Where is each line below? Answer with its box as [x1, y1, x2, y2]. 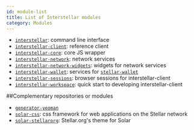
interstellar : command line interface [14, 37, 110, 44]
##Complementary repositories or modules [6, 92, 113, 99]
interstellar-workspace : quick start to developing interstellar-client [14, 81, 183, 88]
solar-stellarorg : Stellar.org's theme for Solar [14, 117, 131, 124]
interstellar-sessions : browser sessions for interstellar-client [14, 74, 171, 81]
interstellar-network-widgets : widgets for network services [14, 62, 167, 69]
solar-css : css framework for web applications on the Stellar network [14, 110, 188, 117]
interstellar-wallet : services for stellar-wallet [14, 68, 139, 75]
